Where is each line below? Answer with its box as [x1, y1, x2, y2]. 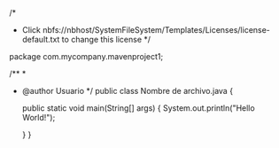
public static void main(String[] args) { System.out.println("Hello [21, 103, 255, 113]
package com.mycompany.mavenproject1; [9, 51, 164, 61]
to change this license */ [61, 35, 151, 44]
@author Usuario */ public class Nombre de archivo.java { [21, 86, 233, 96]
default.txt [21, 35, 60, 44]
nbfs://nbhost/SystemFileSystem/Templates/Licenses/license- [43, 25, 270, 35]
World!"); [21, 113, 56, 122]
